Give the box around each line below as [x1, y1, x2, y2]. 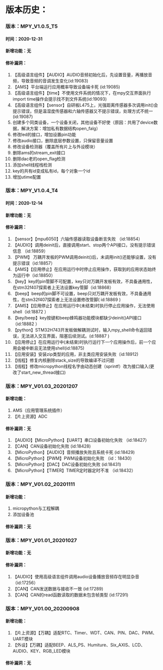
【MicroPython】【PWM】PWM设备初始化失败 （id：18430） [12, 455, 135, 461]
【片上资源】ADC [12, 413, 48, 419]
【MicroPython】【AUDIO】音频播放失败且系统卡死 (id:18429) [12, 450, 135, 455]
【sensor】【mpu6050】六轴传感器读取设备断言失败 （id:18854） [12, 236, 143, 242]
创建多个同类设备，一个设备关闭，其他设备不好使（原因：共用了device [12, 119, 154, 125]
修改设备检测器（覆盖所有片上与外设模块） [12, 144, 98, 150]
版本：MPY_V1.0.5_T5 [5, 23, 58, 30]
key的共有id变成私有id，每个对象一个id [12, 168, 90, 174]
